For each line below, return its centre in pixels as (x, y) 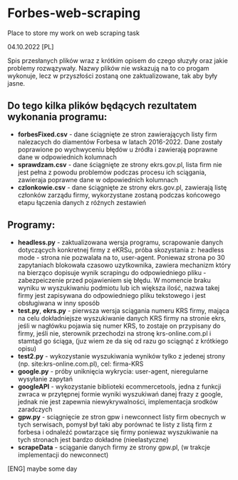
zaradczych (35, 409)
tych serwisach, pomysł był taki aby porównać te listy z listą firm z (115, 424)
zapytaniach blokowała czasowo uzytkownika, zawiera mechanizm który (124, 265)
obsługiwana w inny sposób (58, 303)
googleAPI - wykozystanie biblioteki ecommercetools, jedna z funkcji (119, 386)
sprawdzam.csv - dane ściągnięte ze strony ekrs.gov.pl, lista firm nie (120, 164)
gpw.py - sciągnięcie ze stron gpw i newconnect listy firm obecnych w (122, 416)
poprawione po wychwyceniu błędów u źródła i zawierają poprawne (118, 149)
